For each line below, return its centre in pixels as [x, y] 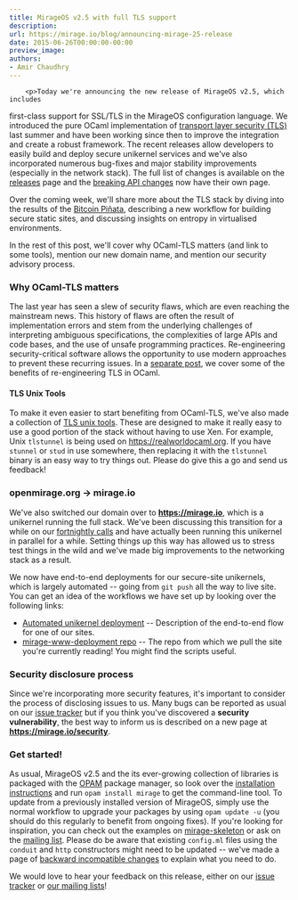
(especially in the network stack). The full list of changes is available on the [147, 172]
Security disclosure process [72, 674]
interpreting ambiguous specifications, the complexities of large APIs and [144, 335]
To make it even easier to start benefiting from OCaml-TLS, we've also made [149, 413]
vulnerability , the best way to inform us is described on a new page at [138, 722]
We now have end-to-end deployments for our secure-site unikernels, [137, 577]
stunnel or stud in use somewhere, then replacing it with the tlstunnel [139, 451]
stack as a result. [40, 560]
